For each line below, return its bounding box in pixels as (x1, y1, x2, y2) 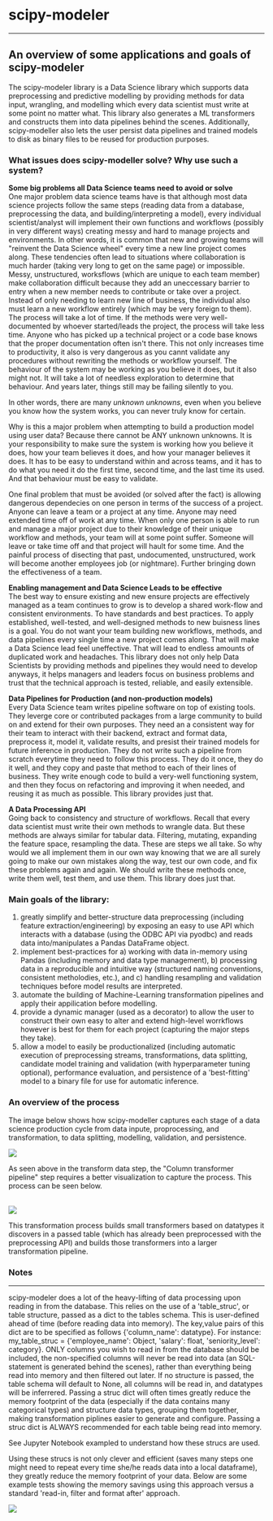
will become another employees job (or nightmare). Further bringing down (8, 558, 256, 568)
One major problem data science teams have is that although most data (8, 192, 248, 202)
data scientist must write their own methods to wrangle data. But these (8, 822, 245, 832)
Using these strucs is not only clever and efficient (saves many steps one (8, 1454, 253, 1463)
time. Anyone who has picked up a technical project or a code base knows (8, 330, 258, 340)
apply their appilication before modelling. (19, 998, 158, 1009)
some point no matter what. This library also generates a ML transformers (8, 108, 256, 118)
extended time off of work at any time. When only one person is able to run (8, 515, 260, 525)
